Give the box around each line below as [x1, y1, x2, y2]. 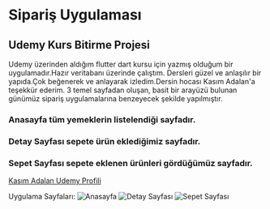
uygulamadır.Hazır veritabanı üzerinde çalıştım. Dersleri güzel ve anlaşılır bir [8, 68, 262, 78]
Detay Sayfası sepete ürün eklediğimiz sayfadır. [8, 135, 201, 147]
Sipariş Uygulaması [8, 6, 142, 24]
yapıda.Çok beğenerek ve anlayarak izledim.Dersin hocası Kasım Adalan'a [8, 77, 255, 86]
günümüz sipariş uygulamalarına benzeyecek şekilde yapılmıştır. [8, 94, 223, 103]
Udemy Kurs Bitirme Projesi [8, 38, 150, 52]
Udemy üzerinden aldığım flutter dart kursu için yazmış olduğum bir [8, 59, 234, 69]
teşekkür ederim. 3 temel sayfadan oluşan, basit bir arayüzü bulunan [8, 85, 238, 95]
